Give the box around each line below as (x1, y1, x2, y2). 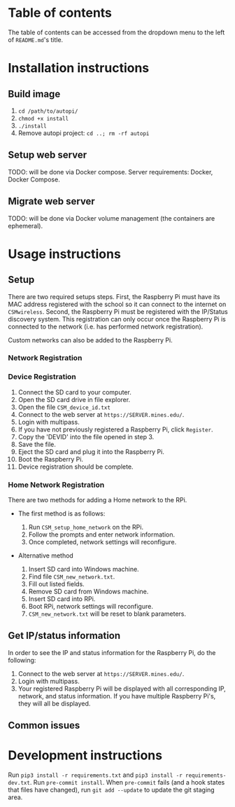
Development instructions (8, 747, 163, 764)
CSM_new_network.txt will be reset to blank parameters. (28, 609, 186, 618)
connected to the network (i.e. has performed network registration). (8, 322, 204, 331)
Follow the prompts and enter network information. (28, 530, 176, 539)
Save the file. (17, 440, 57, 448)
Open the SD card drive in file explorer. (17, 395, 131, 403)
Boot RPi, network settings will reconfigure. (28, 602, 153, 611)
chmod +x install (17, 115, 69, 122)
